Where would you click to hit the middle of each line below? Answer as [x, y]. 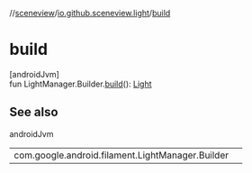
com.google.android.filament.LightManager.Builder [121, 155]
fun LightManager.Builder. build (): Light [81, 84]
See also [34, 112]
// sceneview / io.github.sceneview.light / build [90, 13]
